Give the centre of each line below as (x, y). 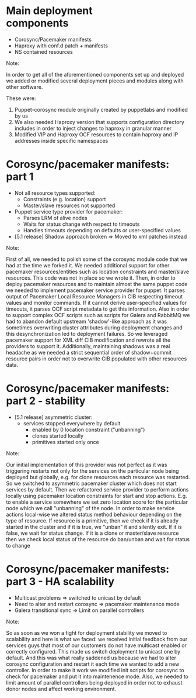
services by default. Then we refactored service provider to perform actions (97, 489)
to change (18, 545)
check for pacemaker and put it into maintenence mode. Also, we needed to (97, 676)
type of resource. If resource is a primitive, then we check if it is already (92, 520)
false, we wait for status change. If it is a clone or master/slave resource (92, 533)
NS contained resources (43, 51)
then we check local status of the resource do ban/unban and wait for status (98, 539)
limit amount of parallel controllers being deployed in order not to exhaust (94, 682)
